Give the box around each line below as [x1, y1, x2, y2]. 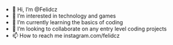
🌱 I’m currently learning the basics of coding [12, 19, 123, 26]
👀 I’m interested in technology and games [12, 12, 117, 19]
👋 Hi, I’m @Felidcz [12, 6, 58, 13]
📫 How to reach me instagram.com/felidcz [12, 32, 120, 39]
